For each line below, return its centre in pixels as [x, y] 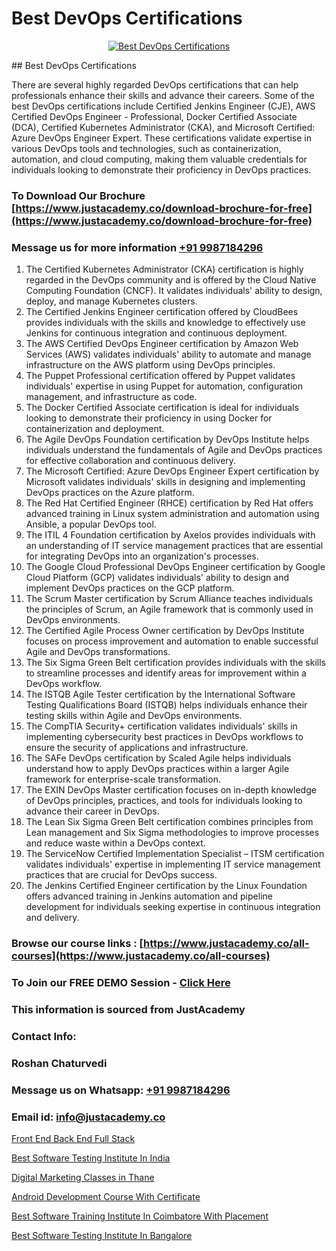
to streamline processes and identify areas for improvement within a [166, 673]
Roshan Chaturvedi [59, 1063]
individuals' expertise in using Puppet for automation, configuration [164, 386]
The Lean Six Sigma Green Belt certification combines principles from [169, 822]
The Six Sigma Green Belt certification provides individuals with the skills [176, 663]
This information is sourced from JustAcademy [128, 1009]
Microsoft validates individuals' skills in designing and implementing [165, 482]
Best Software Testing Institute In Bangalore [102, 1235]
